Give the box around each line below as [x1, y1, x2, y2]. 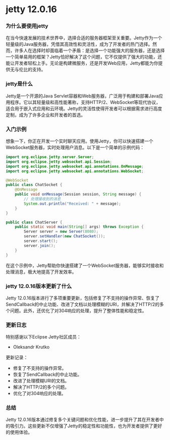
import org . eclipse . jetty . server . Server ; [6, 155, 94, 160]
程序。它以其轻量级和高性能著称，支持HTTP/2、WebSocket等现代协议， [10, 99, 161, 105]
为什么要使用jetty [6, 23, 48, 30]
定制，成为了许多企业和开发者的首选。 [6, 112, 85, 118]
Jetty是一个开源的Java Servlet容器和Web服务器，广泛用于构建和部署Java [6, 92, 159, 99]
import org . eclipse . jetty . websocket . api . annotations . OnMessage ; [6, 164, 144, 169]
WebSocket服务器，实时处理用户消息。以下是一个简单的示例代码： [6, 144, 145, 151]
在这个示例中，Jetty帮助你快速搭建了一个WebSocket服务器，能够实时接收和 [6, 262, 164, 268]
